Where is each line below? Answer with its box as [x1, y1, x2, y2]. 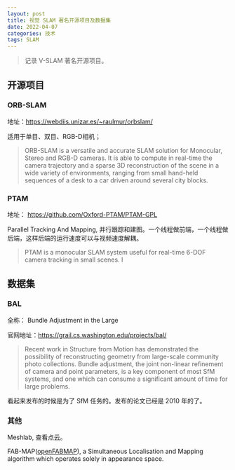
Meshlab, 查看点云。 [7, 433, 67, 442]
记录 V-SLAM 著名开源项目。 [24, 57, 108, 65]
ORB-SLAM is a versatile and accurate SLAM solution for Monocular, [24, 146, 223, 154]
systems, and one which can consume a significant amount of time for [24, 375, 228, 383]
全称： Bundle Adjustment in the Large [7, 316, 119, 324]
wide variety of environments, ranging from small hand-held [24, 168, 199, 177]
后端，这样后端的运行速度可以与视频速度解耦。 [7, 234, 142, 243]
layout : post [7, 10, 46, 18]
